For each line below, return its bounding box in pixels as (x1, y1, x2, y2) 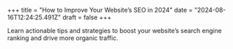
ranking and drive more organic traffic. (7, 34, 119, 42)
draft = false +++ (62, 13, 112, 21)
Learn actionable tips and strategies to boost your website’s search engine (7, 27, 222, 35)
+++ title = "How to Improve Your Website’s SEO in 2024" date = (7, 6, 193, 14)
